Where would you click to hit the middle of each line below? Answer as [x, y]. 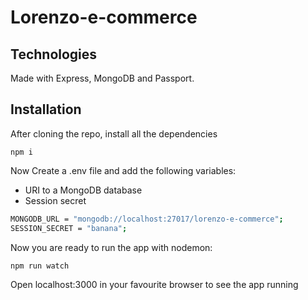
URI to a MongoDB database [83, 190]
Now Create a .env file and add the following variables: [123, 170]
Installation [46, 109]
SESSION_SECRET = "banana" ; [69, 228]
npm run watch [40, 266]
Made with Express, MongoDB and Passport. [102, 78]
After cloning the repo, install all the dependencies [114, 133]
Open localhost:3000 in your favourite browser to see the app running [154, 284]
